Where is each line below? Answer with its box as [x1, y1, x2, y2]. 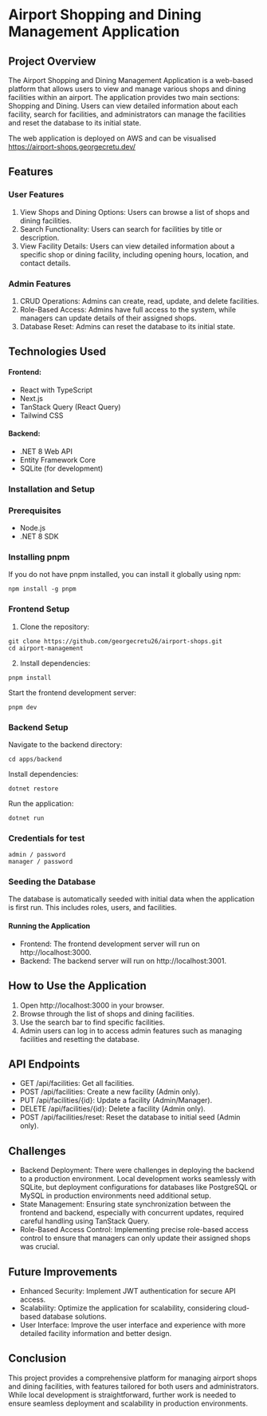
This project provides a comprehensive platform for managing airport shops [8, 1373, 257, 1382]
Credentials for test [8, 833, 85, 844]
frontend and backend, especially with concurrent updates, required [19, 1208, 245, 1218]
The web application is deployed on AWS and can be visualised [8, 133, 217, 143]
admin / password [8, 851, 66, 859]
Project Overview [8, 54, 96, 68]
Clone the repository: [19, 622, 90, 631]
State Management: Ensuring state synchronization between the [19, 1199, 231, 1209]
